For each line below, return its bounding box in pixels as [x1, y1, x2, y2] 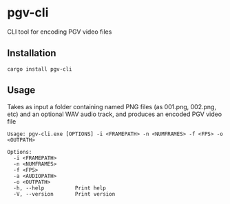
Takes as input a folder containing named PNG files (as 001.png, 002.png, [7, 102, 217, 111]
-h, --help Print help [13, 184, 107, 192]
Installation [7, 47, 56, 59]
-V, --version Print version [13, 190, 116, 197]
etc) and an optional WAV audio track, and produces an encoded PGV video [7, 110, 222, 118]
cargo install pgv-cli [7, 65, 72, 73]
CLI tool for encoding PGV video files [7, 27, 112, 36]
